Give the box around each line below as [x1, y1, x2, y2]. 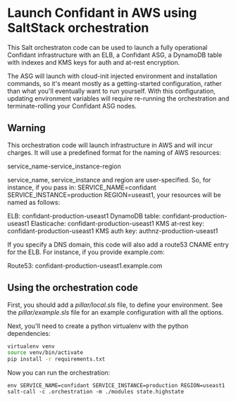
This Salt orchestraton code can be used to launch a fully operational [7, 43, 208, 51]
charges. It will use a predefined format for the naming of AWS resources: [7, 148, 222, 156]
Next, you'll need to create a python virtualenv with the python [7, 322, 189, 330]
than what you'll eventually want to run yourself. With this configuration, [7, 87, 216, 95]
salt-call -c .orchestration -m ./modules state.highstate [7, 389, 185, 396]
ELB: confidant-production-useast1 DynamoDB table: [7, 211, 161, 220]
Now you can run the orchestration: [7, 368, 111, 377]
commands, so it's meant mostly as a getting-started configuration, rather [7, 79, 222, 87]
